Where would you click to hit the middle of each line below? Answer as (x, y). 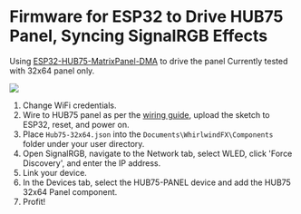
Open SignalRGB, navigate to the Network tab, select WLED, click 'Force (157, 153)
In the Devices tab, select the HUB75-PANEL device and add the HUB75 (157, 182)
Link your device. (55, 172)
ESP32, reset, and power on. (76, 124)
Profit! (34, 201)
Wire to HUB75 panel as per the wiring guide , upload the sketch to (146, 114)
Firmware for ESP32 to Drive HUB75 (146, 17)
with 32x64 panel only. (52, 71)
